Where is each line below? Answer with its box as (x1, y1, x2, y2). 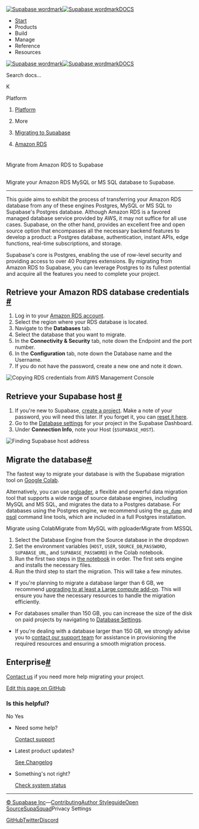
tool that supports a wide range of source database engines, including (6, 495, 178, 502)
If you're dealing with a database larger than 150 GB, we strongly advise (14, 627, 191, 634)
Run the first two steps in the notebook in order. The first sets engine (14, 555, 183, 563)
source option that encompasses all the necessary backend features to (6, 227, 180, 234)
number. (14, 344, 36, 351)
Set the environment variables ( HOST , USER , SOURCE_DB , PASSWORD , (14, 543, 167, 550)
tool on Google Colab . (6, 477, 59, 484)
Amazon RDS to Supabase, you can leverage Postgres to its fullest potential (6, 264, 191, 271)
